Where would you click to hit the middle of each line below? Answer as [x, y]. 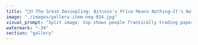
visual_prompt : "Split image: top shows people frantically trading [92, 22]
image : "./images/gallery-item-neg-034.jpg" [62, 17]
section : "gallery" [30, 33]
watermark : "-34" [27, 28]
